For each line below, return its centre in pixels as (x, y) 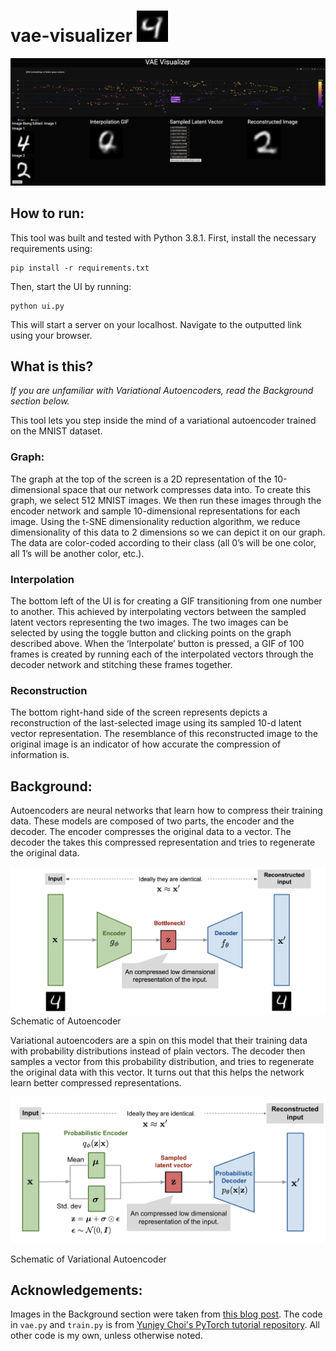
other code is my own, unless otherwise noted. (106, 1336)
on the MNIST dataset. (56, 431)
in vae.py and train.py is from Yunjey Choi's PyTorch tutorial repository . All (165, 1325)
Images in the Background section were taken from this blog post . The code (166, 1314)
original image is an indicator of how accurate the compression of (146, 744)
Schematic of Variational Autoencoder (88, 1259)
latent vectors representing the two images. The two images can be (149, 622)
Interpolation (42, 579)
